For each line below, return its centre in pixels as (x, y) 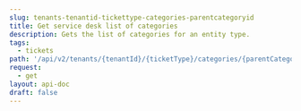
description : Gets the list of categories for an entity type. (130, 34)
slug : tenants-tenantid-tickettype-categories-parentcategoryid (132, 17)
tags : (19, 43)
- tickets (35, 51)
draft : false (34, 92)
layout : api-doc (39, 84)
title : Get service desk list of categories (94, 26)
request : (26, 68)
